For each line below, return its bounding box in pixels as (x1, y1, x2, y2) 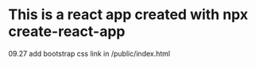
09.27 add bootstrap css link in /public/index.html (8, 49, 171, 58)
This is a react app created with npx (8, 6, 249, 24)
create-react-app (8, 22, 126, 41)
